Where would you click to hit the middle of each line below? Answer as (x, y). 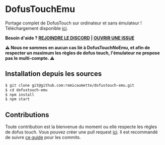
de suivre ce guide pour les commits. (43, 138)
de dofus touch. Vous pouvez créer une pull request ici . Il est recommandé (82, 132)
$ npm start (17, 99)
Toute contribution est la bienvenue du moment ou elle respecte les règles (81, 127)
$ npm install (20, 95)
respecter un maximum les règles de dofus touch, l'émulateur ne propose (82, 53)
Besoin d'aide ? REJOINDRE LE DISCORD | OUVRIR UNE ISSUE (70, 38)
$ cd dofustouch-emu (27, 90)
